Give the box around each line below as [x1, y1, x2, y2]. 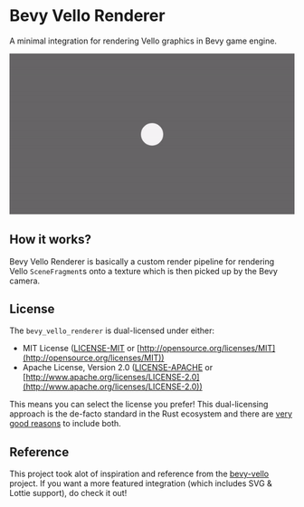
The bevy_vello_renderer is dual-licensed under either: [9, 325, 215, 336]
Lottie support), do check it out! [9, 488, 128, 499]
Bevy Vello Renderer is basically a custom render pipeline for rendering [9, 255, 275, 267]
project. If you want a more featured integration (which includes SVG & [9, 478, 273, 489]
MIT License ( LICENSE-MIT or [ [22, 343, 140, 354]
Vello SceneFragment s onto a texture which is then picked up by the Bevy [9, 265, 279, 276]
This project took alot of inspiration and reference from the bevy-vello [9, 468, 270, 480]
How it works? [9, 232, 92, 247]
